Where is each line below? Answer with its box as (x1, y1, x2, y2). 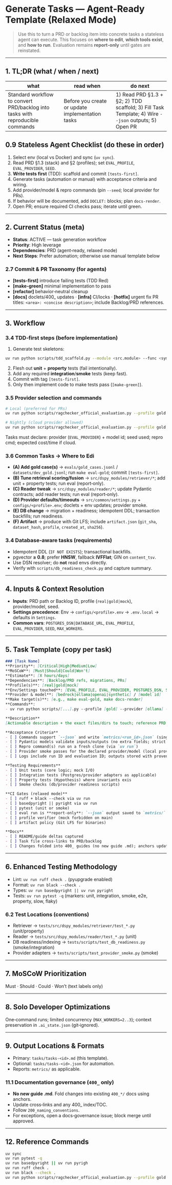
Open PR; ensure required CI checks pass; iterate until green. (12, 203, 142, 209)
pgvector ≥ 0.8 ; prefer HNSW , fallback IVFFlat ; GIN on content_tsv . (12, 554, 156, 560)
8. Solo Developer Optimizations (5, 1003, 111, 1011)
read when (74, 82, 101, 89)
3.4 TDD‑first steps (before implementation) (5, 334, 118, 341)
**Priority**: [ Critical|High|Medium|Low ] (5, 663, 97, 669)
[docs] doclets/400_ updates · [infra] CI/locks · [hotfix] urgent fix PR (12, 294, 159, 300)
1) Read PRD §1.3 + (115, 91, 164, 98)
